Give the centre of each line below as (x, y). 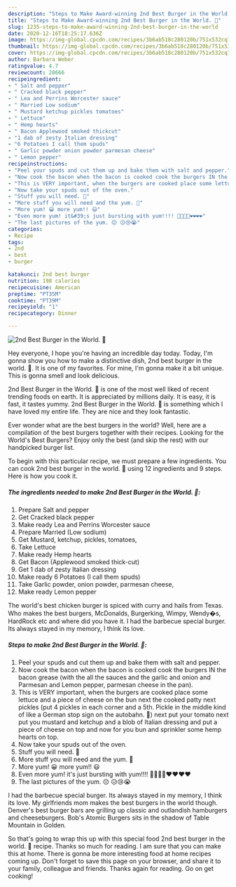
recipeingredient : (35, 79)
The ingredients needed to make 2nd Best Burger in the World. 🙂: (104, 492)
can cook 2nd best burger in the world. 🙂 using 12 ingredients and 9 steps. (116, 468)
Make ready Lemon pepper (57, 592)
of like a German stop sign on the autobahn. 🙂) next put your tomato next (123, 714)
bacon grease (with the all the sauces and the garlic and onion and (114, 677)
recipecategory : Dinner (43, 314)
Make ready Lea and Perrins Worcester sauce (84, 524)
